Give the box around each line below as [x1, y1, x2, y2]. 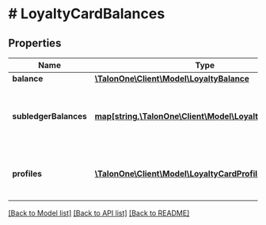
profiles [12, 168, 42, 179]
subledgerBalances [12, 111, 87, 121]
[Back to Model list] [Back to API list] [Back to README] [8, 208, 190, 218]
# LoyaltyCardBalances [8, 5, 165, 23]
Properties [8, 36, 62, 50]
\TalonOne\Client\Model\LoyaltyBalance [94, 73, 249, 84]
